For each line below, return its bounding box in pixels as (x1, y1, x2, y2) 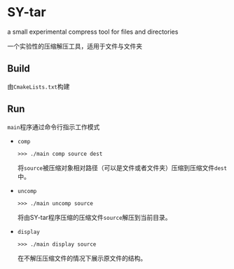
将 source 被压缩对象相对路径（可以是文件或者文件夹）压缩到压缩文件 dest (17, 163, 228, 172)
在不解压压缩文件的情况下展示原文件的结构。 (17, 254, 147, 262)
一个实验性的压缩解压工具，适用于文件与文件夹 (7, 41, 142, 50)
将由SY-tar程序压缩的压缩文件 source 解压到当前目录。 (17, 213, 172, 221)
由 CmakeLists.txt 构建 (7, 82, 70, 91)
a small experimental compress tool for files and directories (7, 27, 179, 36)
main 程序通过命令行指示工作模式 (7, 122, 100, 131)
